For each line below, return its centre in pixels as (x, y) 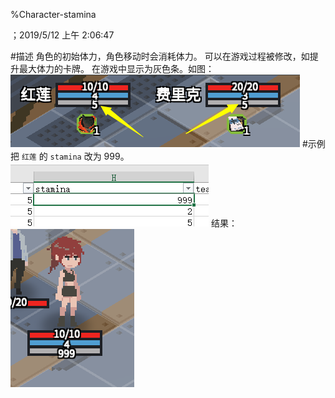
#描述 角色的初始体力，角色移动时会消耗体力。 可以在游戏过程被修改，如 (160, 56)
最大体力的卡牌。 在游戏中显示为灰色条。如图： (116, 68)
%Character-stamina (53, 14)
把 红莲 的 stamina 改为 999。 (70, 156)
